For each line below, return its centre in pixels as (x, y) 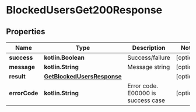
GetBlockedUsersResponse (83, 76)
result (17, 76)
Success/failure (149, 57)
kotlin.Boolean (64, 57)
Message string (149, 67)
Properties (26, 32)
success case (146, 100)
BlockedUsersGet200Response (84, 10)
